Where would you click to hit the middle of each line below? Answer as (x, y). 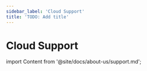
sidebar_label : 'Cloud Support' (45, 11)
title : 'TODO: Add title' (37, 17)
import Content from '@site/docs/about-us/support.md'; (74, 62)
